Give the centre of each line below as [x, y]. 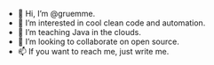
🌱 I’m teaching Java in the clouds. [79, 32]
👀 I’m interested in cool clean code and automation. [111, 23]
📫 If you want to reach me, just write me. [93, 51]
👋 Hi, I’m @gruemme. [56, 14]
